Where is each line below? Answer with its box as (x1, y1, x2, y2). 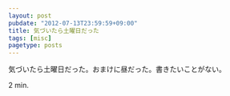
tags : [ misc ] (8, 34, 52, 42)
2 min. (8, 81, 30, 90)
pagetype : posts (8, 42, 63, 50)
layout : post (8, 11, 52, 20)
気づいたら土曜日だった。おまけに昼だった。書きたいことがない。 (8, 65, 226, 74)
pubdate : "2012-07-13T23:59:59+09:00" (8, 19, 138, 27)
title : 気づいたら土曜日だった (8, 26, 99, 34)
